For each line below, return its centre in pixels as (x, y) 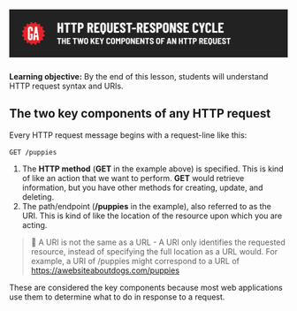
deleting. (38, 197)
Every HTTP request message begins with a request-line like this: (128, 135)
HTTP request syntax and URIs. (66, 86)
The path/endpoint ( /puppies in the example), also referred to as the (147, 206)
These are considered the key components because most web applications (146, 287)
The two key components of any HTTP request (140, 114)
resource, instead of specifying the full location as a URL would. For (154, 251)
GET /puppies (33, 152)
